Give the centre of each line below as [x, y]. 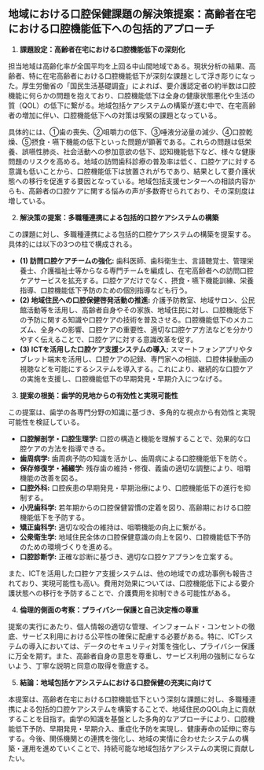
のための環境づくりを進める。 [68, 547]
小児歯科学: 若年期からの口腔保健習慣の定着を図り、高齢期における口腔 [135, 507]
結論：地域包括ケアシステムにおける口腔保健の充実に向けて [115, 682]
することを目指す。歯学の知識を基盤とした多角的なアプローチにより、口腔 [128, 719]
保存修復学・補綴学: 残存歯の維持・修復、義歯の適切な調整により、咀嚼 [135, 468]
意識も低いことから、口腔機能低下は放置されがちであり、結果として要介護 [128, 171]
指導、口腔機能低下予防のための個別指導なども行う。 [105, 290]
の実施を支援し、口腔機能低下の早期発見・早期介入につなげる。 [123, 378]
